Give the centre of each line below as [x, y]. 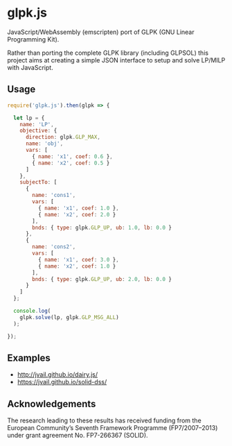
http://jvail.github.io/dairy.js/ [57, 375]
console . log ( [32, 311]
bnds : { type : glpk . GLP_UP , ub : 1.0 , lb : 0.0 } [102, 228]
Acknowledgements [52, 404]
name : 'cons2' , [54, 247]
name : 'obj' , [44, 144]
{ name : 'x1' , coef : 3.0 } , [78, 259]
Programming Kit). [33, 39]
